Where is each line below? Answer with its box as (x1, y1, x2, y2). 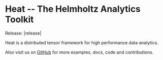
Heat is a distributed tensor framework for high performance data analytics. (5, 39, 159, 45)
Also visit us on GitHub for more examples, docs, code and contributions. (5, 49, 154, 55)
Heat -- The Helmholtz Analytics (5, 3, 141, 15)
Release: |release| (5, 30, 42, 36)
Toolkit (5, 14, 34, 25)
